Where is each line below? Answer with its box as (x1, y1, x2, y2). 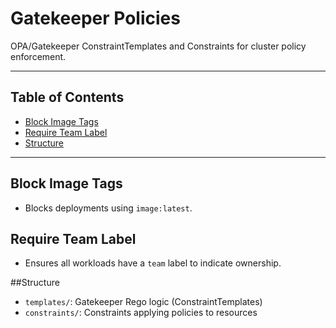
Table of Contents (10, 89, 125, 106)
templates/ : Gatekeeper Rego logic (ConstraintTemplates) (24, 296, 263, 308)
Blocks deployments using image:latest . (24, 202, 193, 214)
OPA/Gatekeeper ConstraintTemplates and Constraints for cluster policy (10, 40, 307, 52)
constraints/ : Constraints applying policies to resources (24, 307, 258, 319)
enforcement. (10, 50, 67, 62)
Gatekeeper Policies (10, 7, 181, 30)
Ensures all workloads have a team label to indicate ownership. (24, 257, 282, 269)
